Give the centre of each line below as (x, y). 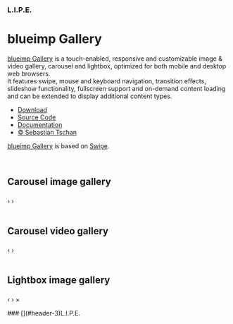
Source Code (37, 117)
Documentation (40, 124)
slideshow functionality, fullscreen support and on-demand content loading (116, 88)
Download (32, 109)
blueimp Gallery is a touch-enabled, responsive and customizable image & (115, 59)
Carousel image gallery (59, 182)
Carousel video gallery (58, 231)
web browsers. (29, 73)
